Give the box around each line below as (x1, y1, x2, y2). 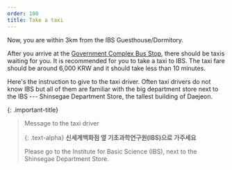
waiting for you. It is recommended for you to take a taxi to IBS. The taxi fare (7, 56, 226, 65)
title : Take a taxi (7, 17, 64, 24)
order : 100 (7, 10, 39, 17)
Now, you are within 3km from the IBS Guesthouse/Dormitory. (7, 35, 184, 44)
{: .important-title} (7, 105, 59, 114)
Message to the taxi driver (24, 119, 99, 127)
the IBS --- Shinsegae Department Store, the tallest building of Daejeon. (7, 92, 213, 101)
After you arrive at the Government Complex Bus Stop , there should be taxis (7, 49, 225, 58)
